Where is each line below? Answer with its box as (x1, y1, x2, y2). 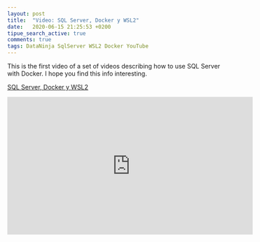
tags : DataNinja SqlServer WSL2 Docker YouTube (7, 43, 149, 50)
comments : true (7, 36, 52, 43)
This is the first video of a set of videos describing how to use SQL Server (7, 62, 221, 70)
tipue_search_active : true (7, 29, 86, 37)
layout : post (7, 10, 46, 17)
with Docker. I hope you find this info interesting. (7, 69, 147, 78)
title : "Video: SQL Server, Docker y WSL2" (7, 17, 139, 24)
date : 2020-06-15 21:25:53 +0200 (7, 23, 111, 30)
